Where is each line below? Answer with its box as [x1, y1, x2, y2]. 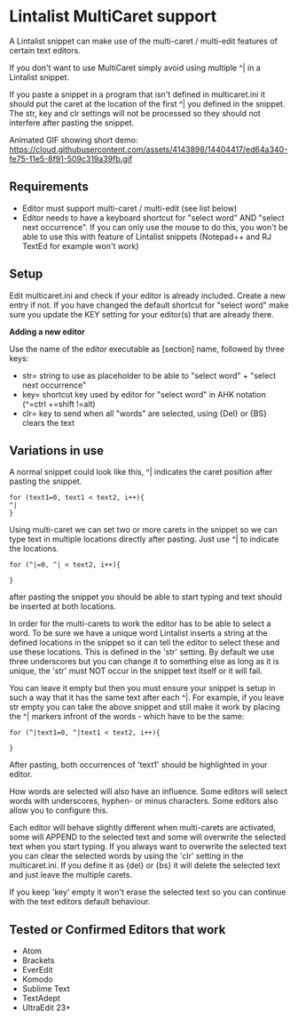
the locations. [9, 543, 59, 554]
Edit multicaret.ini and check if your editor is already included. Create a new [9, 290, 286, 301]
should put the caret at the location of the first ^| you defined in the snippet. [9, 98, 286, 108]
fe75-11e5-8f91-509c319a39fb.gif [9, 153, 133, 164]
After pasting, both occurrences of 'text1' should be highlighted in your [9, 759, 268, 770]
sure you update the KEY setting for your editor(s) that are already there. [9, 309, 274, 319]
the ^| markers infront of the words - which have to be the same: [9, 711, 245, 722]
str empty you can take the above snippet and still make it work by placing [9, 702, 281, 712]
